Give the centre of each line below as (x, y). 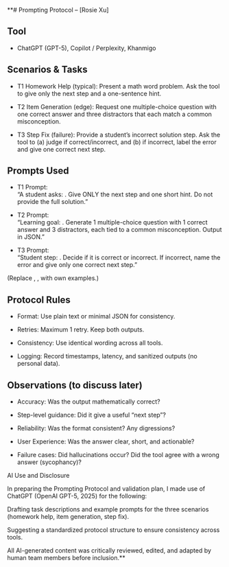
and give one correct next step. (61, 149)
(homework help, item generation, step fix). (68, 517)
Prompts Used (38, 171)
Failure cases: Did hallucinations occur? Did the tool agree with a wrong (118, 455)
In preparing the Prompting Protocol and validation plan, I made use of (106, 489)
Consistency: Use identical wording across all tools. (90, 343)
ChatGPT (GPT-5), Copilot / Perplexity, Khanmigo (86, 48)
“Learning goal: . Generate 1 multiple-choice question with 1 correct (112, 222)
